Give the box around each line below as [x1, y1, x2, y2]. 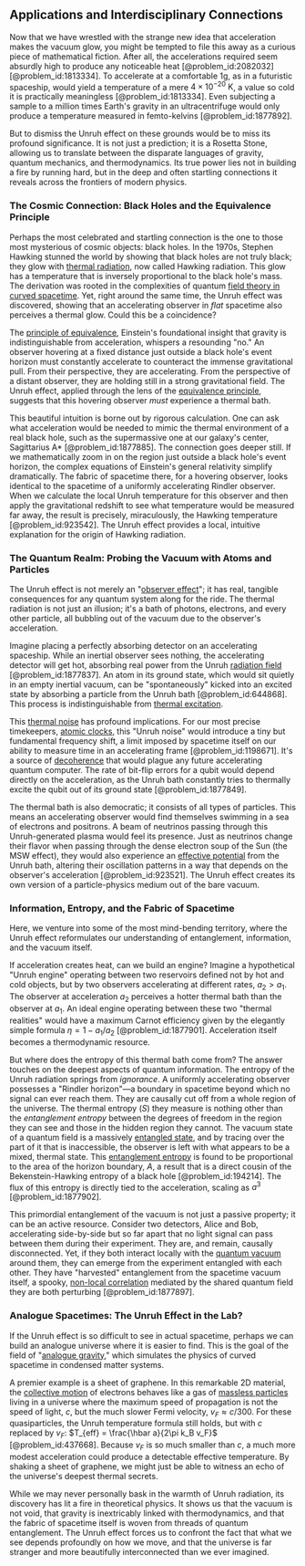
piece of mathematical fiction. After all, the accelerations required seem [9, 50, 279, 62]
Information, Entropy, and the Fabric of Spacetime [9, 902, 235, 914]
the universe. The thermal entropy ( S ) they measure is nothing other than [9, 1102, 284, 1113]
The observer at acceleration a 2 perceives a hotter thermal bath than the [9, 991, 282, 1004]
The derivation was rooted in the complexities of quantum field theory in [9, 280, 280, 291]
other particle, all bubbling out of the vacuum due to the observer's [9, 613, 261, 624]
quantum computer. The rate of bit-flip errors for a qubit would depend [9, 765, 275, 776]
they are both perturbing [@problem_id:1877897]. [9, 1287, 195, 1298]
